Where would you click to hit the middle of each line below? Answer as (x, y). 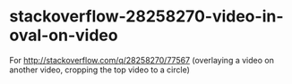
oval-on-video (64, 35)
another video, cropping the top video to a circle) (100, 70)
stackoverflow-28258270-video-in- (146, 17)
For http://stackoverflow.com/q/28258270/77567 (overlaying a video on (142, 60)
